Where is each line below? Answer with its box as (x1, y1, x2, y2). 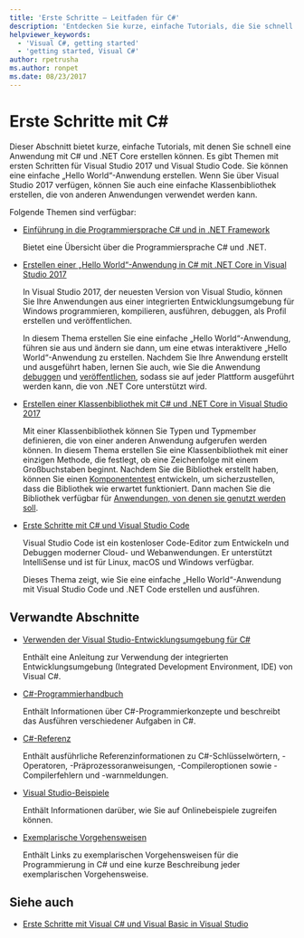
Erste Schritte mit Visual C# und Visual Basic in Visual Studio (22, 919, 249, 930)
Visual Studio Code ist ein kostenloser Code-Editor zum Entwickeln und (22, 537, 290, 548)
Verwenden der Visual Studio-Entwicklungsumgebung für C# (22, 634, 251, 645)
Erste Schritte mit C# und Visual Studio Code (22, 519, 190, 530)
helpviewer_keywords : (9, 30, 91, 39)
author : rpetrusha (9, 55, 79, 64)
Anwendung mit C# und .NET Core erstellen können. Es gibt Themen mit (9, 150, 279, 161)
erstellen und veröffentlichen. (22, 315, 133, 326)
